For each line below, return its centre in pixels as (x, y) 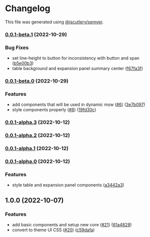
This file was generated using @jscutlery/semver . (54, 22)
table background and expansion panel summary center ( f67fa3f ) (77, 68)
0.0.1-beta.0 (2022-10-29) (37, 81)
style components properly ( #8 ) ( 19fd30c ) (54, 110)
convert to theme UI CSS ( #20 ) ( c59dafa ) (53, 230)
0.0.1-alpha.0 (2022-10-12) (38, 162)
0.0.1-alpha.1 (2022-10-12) (37, 149)
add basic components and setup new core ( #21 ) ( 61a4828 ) (72, 225)
